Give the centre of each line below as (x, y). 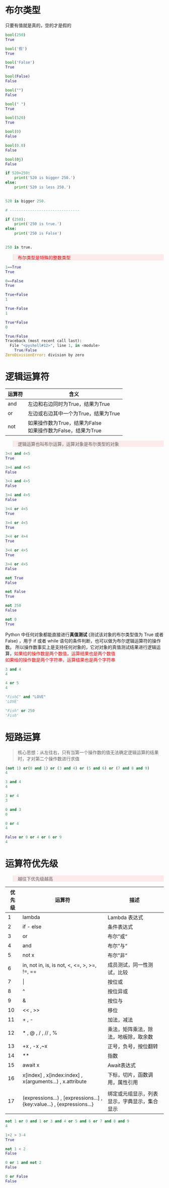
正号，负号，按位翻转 (133, 1046)
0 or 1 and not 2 (23, 1163)
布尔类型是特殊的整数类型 (44, 257)
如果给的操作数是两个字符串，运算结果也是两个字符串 (60, 660)
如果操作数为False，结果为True (65, 430)
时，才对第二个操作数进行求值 (48, 758)
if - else (32, 927)
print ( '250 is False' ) (38, 234)
